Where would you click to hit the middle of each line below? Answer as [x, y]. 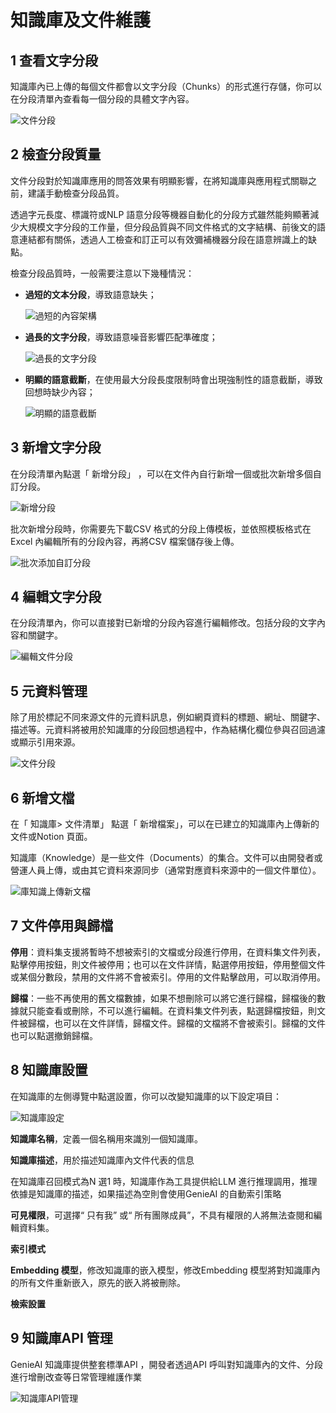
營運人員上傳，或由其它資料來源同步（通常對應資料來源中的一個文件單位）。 [166, 870]
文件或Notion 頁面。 [51, 837]
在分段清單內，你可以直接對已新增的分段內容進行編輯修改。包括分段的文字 [163, 623]
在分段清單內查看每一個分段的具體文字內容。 [102, 99]
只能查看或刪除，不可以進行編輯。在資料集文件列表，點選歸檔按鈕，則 [172, 1010]
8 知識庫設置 [49, 1070]
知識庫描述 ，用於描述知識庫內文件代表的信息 [102, 1160]
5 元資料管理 [49, 691]
